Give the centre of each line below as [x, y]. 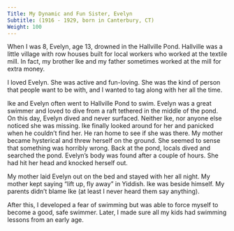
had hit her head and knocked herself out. [67, 163]
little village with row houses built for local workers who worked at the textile [117, 54]
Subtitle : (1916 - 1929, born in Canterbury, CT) [81, 20]
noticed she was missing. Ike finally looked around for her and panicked [111, 126]
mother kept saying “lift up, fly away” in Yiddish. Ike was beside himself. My [116, 184]
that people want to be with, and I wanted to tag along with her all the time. [115, 90]
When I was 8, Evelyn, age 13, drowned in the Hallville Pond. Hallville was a [115, 47]
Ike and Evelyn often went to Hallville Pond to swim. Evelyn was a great [109, 104]
